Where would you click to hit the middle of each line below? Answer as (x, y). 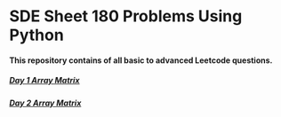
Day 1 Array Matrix (44, 81)
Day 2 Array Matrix (45, 103)
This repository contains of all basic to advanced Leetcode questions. (141, 60)
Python (36, 35)
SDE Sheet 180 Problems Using (126, 16)
